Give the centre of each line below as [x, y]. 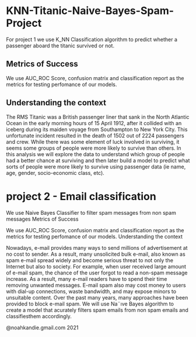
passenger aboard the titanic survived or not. [60, 46]
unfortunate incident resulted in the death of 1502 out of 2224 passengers [95, 135]
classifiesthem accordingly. [39, 316]
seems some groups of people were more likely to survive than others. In [94, 148]
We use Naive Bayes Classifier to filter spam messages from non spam [91, 212]
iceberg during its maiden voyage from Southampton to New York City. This [97, 129]
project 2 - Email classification [81, 196]
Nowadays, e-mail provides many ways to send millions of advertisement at [97, 247]
